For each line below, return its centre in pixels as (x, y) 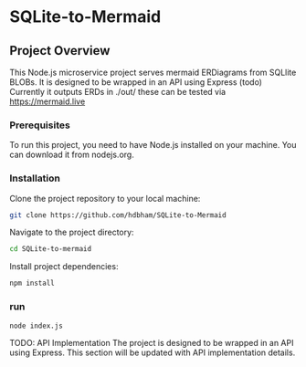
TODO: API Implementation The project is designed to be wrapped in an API (152, 343)
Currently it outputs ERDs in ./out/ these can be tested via (118, 92)
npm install (32, 283)
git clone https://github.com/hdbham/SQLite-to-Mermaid (118, 215)
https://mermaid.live (47, 101)
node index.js (37, 326)
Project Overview (60, 51)
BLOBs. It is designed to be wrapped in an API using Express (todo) (136, 82)
